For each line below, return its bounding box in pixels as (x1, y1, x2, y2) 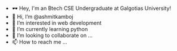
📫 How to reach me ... (11, 39, 67, 45)
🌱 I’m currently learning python (11, 26, 88, 32)
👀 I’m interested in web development (11, 19, 102, 26)
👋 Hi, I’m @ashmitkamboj (11, 13, 73, 20)
